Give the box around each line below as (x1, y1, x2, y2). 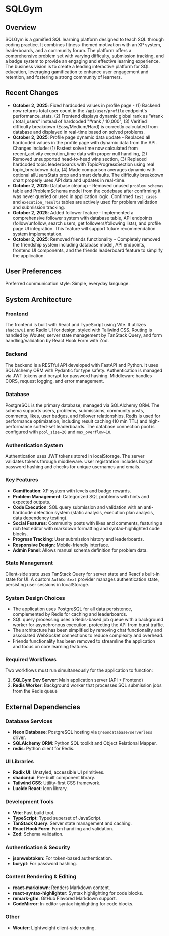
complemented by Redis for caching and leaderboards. (12, 611, 127, 617)
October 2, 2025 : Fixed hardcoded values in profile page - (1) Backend (12, 102, 160, 108)
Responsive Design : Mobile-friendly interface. (12, 541, 110, 548)
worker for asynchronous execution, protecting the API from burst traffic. (12, 622, 165, 628)
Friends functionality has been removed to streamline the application (12, 638, 155, 644)
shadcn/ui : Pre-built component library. (12, 775, 96, 781)
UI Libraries (5, 758, 34, 765)
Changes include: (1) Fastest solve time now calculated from (12, 145, 138, 151)
